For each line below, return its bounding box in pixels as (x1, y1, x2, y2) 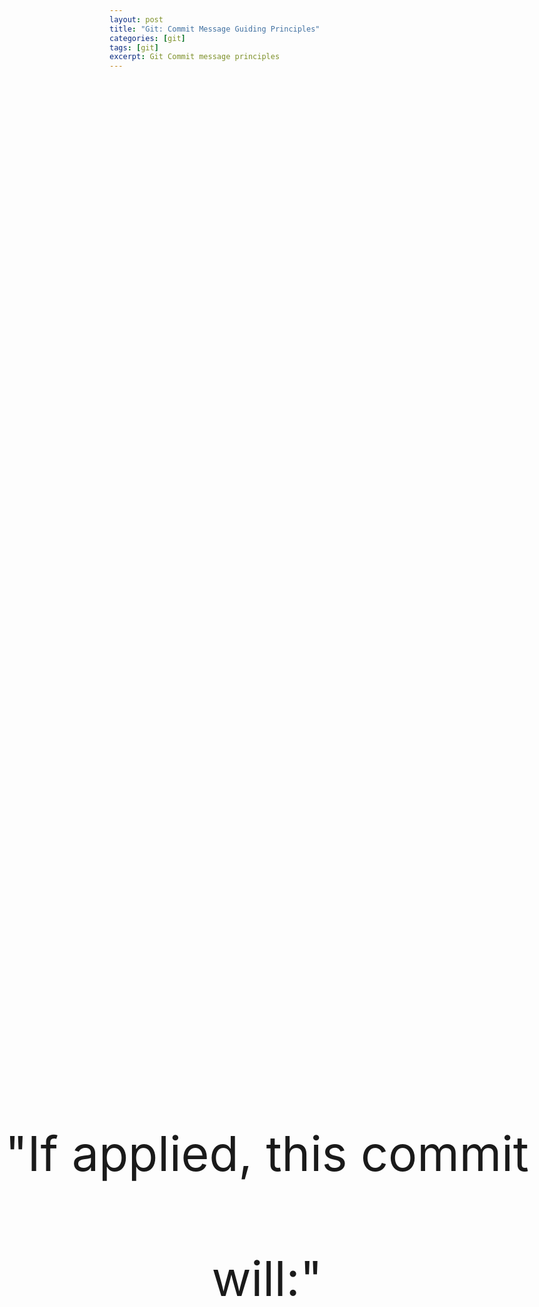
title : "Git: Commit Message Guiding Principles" (109, 24, 321, 34)
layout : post (109, 14, 164, 25)
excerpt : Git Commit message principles (109, 52, 281, 62)
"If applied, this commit (5, 1124, 529, 1183)
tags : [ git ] (109, 42, 159, 53)
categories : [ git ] (109, 33, 186, 43)
